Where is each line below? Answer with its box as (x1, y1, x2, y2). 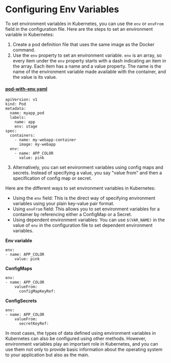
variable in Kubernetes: (5, 31, 54, 37)
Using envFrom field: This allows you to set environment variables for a (12, 206, 160, 212)
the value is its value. (12, 74, 57, 80)
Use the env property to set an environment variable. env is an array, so (12, 52, 162, 58)
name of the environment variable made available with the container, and (12, 68, 166, 75)
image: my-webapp (18, 142, 56, 147)
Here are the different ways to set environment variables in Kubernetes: (5, 185, 156, 191)
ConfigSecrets (5, 298, 37, 304)
